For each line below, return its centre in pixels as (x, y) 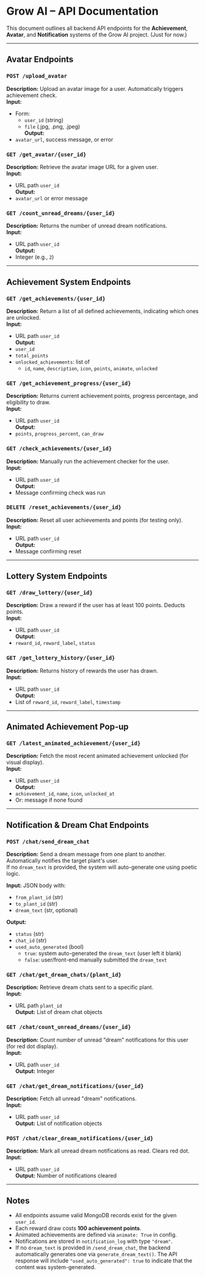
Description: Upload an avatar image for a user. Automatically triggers (95, 88)
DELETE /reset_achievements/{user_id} (64, 507)
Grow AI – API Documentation (82, 11)
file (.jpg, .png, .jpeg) (52, 126)
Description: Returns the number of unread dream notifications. (87, 226)
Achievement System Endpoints (69, 282)
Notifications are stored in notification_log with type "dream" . (94, 1241)
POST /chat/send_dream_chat (48, 841)
